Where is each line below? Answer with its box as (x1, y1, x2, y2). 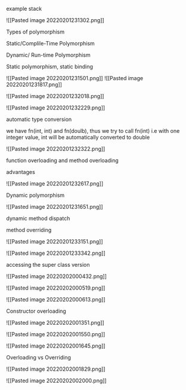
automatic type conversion (6, 116, 72, 123)
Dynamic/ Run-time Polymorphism (6, 51, 91, 59)
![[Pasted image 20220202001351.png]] (6, 319, 104, 326)
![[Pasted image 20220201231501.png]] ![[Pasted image (6, 75, 144, 81)
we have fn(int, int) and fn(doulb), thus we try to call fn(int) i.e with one (6, 127, 180, 134)
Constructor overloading (6, 307, 67, 315)
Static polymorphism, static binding (6, 63, 94, 70)
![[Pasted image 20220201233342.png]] (6, 249, 106, 257)
